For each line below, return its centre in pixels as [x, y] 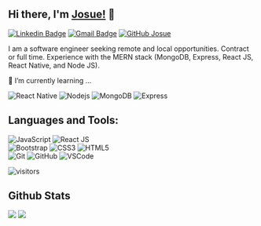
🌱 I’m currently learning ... [50, 80]
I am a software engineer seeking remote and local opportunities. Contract [129, 49]
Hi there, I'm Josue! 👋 [62, 15]
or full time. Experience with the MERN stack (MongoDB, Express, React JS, [131, 56]
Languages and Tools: [64, 120]
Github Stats [39, 196]
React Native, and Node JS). [54, 65]
